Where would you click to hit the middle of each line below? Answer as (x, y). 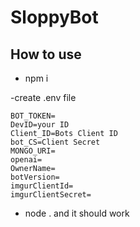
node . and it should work (77, 213)
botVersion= (35, 177)
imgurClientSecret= (51, 195)
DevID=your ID (40, 125)
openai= (26, 160)
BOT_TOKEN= (33, 116)
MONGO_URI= (33, 151)
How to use (46, 54)
